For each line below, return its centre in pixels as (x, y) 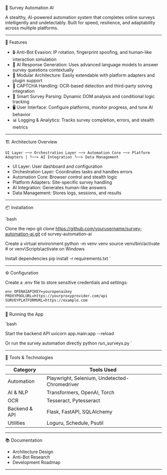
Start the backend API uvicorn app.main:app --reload (60, 333)
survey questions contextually (43, 70)
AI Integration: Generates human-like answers (59, 187)
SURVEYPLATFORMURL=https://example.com (46, 300)
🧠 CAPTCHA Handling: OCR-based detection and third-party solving (82, 86)
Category (25, 370)
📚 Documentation (24, 440)
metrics (20, 127)
